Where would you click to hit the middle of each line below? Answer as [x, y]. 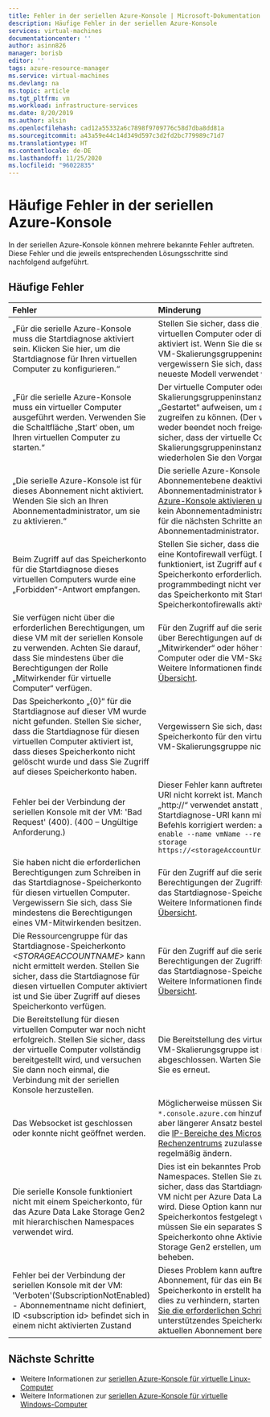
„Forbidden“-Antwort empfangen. [76, 589]
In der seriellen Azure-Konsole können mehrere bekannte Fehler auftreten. [131, 245]
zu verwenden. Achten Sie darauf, [76, 648]
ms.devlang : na [34, 83]
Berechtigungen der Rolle [60, 668]
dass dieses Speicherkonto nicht [74, 752]
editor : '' [27, 61]
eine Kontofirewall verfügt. [208, 554]
